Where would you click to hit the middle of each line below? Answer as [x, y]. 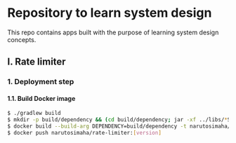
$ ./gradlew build [34, 114]
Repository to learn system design [110, 13]
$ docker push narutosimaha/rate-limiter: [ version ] [84, 133]
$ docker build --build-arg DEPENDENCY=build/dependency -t [97, 127]
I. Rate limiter [37, 62]
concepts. [22, 39]
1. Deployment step [41, 82]
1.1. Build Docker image [41, 98]
